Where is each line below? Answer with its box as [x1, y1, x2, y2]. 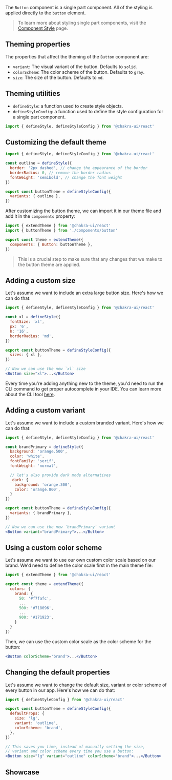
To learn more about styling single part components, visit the [17, 20, 146, 26]
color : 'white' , [10, 454, 45, 459]
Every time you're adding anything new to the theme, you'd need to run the [5, 380, 164, 386]
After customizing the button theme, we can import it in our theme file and [5, 208, 161, 214]
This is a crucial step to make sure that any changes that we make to [17, 256, 163, 262]
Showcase [5, 768, 40, 776]
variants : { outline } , [10, 194, 60, 199]
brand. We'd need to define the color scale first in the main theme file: [5, 562, 153, 568]
